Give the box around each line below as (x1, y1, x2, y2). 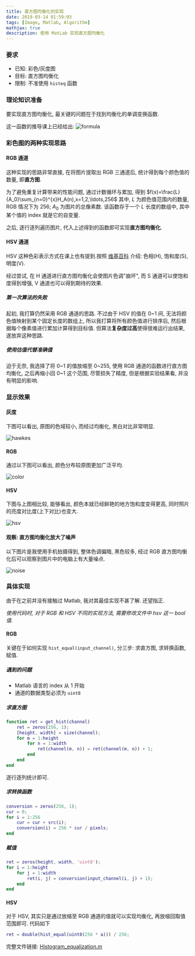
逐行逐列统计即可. (6, 774, 49, 781)
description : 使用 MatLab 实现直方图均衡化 (6, 30, 105, 36)
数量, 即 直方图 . (6, 176, 42, 183)
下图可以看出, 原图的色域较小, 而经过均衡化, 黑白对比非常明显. (6, 422, 155, 429)
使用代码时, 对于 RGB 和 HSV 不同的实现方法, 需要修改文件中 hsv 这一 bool (6, 609, 186, 616)
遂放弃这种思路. (6, 332, 44, 339)
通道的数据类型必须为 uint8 (14, 689, 81, 696)
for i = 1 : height (6, 865, 49, 870)
